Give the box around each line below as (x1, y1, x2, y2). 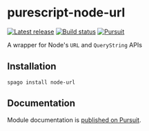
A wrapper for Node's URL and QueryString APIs (7, 40, 143, 49)
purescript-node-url (7, 5, 126, 21)
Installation (7, 60, 57, 73)
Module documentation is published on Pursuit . (7, 115, 141, 124)
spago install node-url (7, 79, 76, 86)
